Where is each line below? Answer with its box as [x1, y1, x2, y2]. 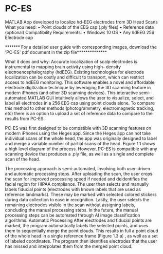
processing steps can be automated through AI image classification [5, 212, 140, 218]
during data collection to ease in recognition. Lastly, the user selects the [5, 196, 150, 202]
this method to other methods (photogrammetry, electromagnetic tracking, [5, 105, 155, 111]
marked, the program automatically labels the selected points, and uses [5, 222, 148, 228]
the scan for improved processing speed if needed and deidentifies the [5, 176, 147, 182]
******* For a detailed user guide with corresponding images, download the [5, 44, 157, 50]
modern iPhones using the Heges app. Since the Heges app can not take [5, 130, 151, 136]
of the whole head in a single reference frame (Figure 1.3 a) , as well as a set [5, 233, 158, 239]
